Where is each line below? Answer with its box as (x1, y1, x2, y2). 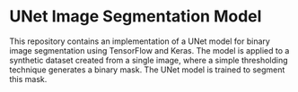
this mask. (9, 73, 48, 84)
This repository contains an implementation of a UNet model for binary (9, 36, 271, 46)
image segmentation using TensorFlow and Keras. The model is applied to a (9, 45, 290, 55)
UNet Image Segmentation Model (9, 6, 262, 27)
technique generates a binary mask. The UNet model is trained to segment (9, 64, 285, 75)
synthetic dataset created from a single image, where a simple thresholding (9, 54, 289, 65)
